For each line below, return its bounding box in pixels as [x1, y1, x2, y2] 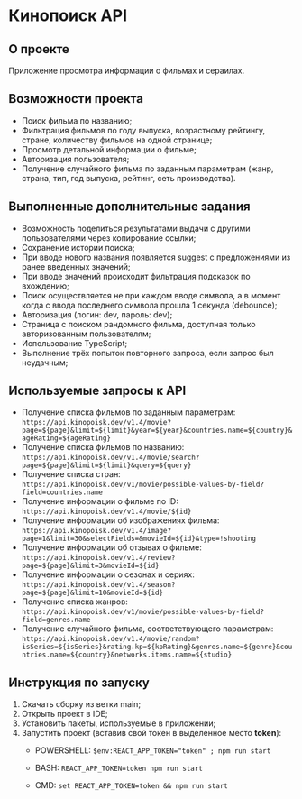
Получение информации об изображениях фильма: [21, 515, 220, 526]
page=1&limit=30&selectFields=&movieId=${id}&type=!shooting [21, 534, 257, 544]
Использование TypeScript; [21, 337, 128, 348]
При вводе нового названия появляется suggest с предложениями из [21, 252, 291, 262]
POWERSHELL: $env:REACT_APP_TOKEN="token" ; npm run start [34, 745, 271, 756]
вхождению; [21, 280, 69, 291]
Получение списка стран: [21, 469, 121, 480]
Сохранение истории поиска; [21, 242, 135, 253]
